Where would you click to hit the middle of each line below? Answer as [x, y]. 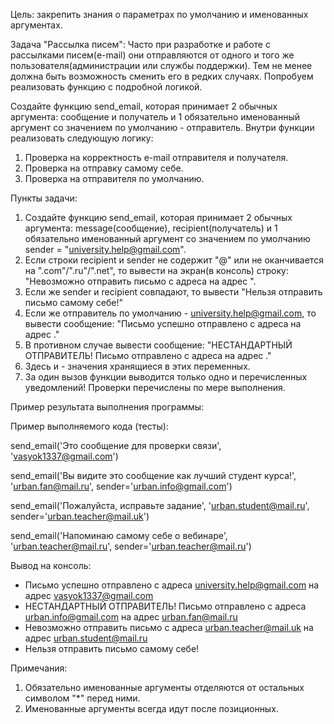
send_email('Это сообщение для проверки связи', [116, 445]
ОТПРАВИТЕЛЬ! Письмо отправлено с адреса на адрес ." [148, 355]
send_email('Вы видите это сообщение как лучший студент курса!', [153, 475]
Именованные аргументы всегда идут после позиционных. [151, 708]
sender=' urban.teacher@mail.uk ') [80, 516]
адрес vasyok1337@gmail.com [89, 595]
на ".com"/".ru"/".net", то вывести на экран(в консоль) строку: [157, 270]
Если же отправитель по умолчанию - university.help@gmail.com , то [170, 313]
